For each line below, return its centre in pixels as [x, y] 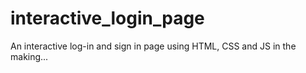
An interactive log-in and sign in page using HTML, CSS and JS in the [153, 46]
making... [29, 56]
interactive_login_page [107, 18]
